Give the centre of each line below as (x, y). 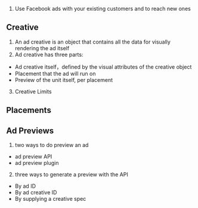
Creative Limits (33, 91)
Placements (29, 110)
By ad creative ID (36, 192)
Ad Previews (30, 131)
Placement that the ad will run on (55, 74)
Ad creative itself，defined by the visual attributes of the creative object (103, 67)
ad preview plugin (37, 163)
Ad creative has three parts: (49, 54)
